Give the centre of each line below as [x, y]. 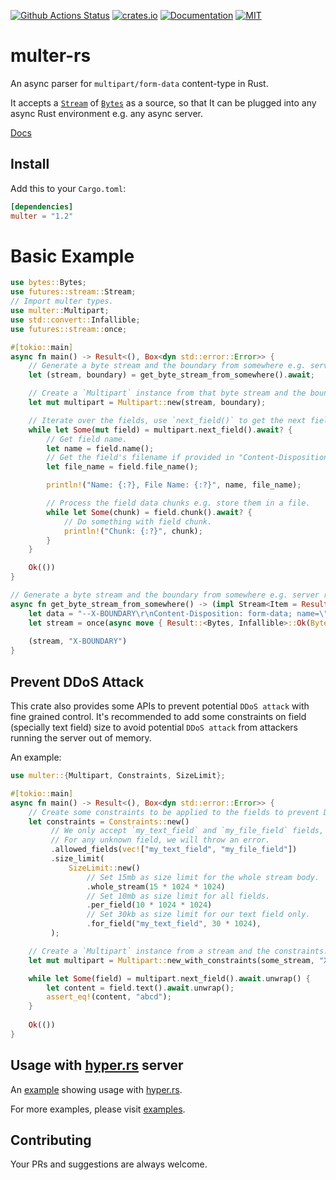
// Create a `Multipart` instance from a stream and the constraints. [178, 951]
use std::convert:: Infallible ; [75, 320]
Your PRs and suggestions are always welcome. [109, 1164]
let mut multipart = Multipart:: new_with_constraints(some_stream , [171, 960]
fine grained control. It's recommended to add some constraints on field [158, 716]
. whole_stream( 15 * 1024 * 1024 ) [156, 886]
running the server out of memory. [81, 738]
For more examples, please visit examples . [98, 1109]
